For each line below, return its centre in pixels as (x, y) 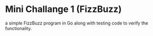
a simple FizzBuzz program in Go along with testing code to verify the (77, 23)
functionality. (19, 28)
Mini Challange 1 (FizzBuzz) (64, 9)
